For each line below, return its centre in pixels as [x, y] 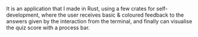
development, [23, 15]
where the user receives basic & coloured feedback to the [112, 15]
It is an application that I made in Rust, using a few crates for [81, 9]
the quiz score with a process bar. [48, 27]
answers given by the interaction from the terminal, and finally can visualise [99, 21]
